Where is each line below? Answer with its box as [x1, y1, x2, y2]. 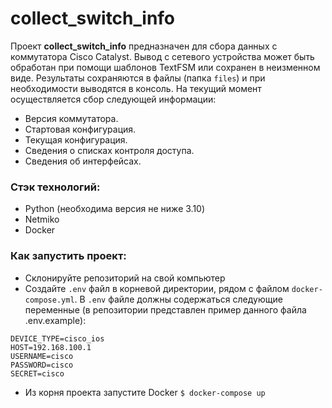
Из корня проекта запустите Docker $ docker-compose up [24, 386, 266, 398]
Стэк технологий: [10, 180, 101, 194]
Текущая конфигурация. [24, 133, 128, 146]
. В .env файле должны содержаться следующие [74, 293, 283, 305]
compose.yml [24, 295, 75, 305]
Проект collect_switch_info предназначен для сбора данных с [10, 40, 278, 52]
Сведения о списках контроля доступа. [24, 144, 195, 156]
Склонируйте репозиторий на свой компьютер [24, 272, 226, 284]
